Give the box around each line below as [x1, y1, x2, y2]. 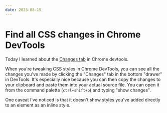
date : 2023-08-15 [5, 7, 42, 12]
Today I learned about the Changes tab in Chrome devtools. [5, 56, 129, 62]
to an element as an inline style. [5, 102, 71, 108]
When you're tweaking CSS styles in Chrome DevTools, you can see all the [5, 65, 159, 71]
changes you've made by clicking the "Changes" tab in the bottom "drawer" [5, 71, 162, 77]
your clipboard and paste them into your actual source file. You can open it [5, 81, 159, 87]
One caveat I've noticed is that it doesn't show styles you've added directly [5, 96, 160, 102]
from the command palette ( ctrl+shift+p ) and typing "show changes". [5, 87, 151, 93]
